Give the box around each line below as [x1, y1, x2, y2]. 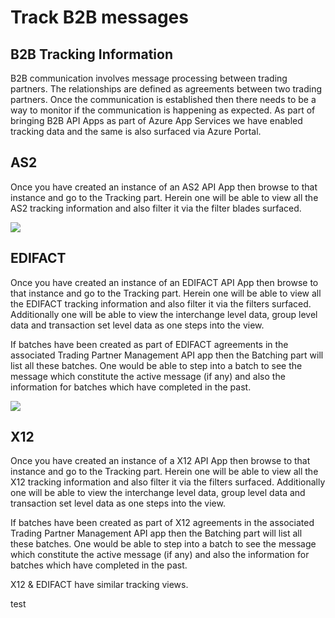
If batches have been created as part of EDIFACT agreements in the [10, 338, 289, 350]
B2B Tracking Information [10, 46, 173, 63]
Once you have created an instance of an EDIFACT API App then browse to [10, 276, 319, 288]
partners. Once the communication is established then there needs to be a [10, 94, 317, 105]
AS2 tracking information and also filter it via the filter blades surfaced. [10, 202, 302, 214]
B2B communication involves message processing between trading [10, 72, 288, 84]
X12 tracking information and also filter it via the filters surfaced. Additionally [10, 476, 326, 488]
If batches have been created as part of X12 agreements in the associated [10, 517, 315, 529]
